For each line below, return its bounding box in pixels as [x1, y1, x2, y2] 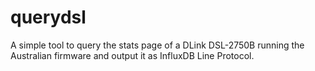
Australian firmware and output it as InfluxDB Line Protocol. [10, 49, 255, 61]
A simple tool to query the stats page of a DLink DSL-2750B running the [10, 39, 305, 51]
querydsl [10, 6, 87, 29]
